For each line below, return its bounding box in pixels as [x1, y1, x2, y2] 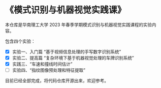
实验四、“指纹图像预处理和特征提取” [12, 67, 86, 73]
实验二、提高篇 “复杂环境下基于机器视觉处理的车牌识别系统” [12, 55, 134, 60]
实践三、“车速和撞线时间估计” [12, 61, 73, 67]
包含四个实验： [5, 38, 35, 44]
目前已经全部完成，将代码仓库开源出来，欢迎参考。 [5, 78, 109, 84]
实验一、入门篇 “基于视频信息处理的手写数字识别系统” [12, 49, 122, 55]
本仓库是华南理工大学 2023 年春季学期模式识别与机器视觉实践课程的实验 [5, 22, 152, 28]
